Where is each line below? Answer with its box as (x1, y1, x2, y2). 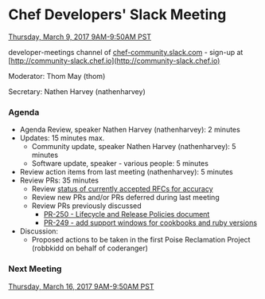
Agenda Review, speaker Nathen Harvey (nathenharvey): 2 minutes (19, 125, 240, 135)
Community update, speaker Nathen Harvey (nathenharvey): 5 (31, 142, 236, 151)
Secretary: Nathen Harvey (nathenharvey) (8, 86, 146, 96)
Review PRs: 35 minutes (19, 175, 99, 185)
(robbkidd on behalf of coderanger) (31, 243, 149, 253)
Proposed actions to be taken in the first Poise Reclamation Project (31, 235, 251, 245)
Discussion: (19, 226, 58, 236)
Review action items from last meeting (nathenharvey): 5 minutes (19, 167, 233, 177)
